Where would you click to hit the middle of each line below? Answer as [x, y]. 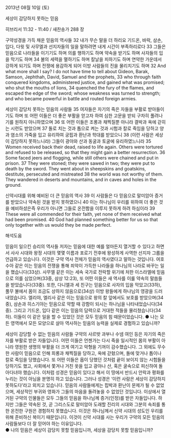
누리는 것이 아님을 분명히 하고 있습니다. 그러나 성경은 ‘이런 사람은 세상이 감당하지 [86, 379]
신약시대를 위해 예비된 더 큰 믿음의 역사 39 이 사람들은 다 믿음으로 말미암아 [79, 195]
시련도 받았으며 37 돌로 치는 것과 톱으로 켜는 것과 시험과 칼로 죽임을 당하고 [84, 128]
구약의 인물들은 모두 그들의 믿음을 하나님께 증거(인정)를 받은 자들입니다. [86, 398]
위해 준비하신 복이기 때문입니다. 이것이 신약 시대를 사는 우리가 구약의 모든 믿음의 [85, 417]
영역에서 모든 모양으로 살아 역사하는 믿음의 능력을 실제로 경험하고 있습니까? [85, 323]
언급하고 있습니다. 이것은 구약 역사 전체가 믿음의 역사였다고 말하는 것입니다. [80, 259]
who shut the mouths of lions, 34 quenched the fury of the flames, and [80, 88]
